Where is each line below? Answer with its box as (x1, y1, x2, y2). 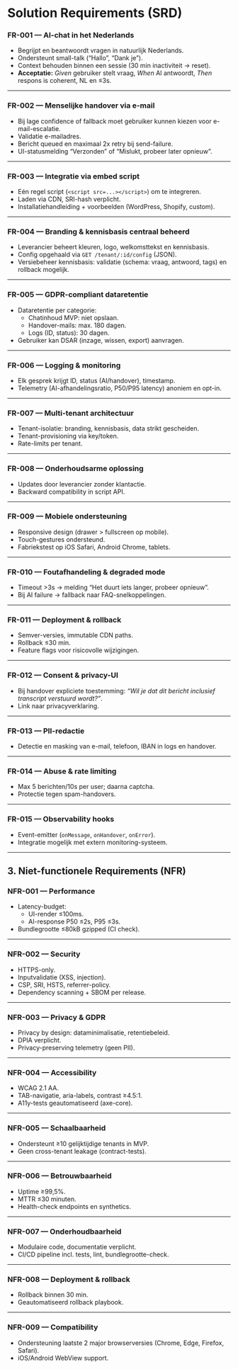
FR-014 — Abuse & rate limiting (7, 766, 117, 776)
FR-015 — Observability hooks (7, 814, 115, 824)
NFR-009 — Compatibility (7, 1322, 98, 1332)
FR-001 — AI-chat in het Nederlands (7, 30, 135, 40)
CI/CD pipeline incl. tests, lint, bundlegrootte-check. (17, 1250, 169, 1259)
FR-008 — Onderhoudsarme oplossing (7, 464, 144, 474)
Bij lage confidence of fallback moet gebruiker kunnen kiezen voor (17, 117, 212, 125)
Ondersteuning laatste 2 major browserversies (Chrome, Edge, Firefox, (17, 1339, 225, 1347)
